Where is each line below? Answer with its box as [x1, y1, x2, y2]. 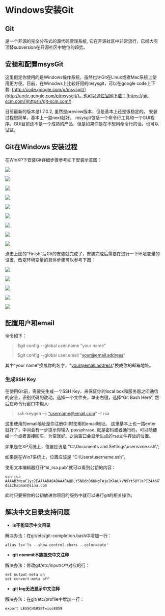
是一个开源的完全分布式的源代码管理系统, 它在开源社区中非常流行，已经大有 [5, 38, 158, 44]
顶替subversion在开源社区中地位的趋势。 [5, 44, 88, 50]
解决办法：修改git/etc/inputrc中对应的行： [5, 562, 90, 568]
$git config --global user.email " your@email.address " [17, 352, 126, 358]
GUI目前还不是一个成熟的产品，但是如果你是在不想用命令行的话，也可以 [13, 120, 159, 126]
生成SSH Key [5, 376, 36, 383]
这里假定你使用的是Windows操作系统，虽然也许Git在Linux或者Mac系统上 [5, 74, 153, 80]
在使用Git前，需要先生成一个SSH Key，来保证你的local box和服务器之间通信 [5, 388, 159, 394]
